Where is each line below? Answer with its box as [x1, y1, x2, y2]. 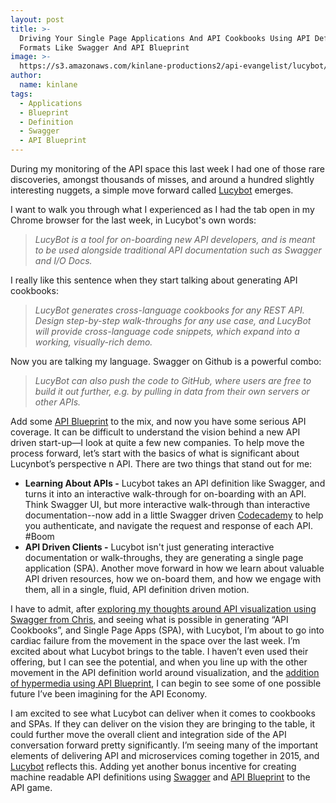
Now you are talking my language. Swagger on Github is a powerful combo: [10, 356, 322, 367]
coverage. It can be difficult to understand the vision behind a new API [10, 426, 301, 438]
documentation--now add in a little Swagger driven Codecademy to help [24, 509, 324, 521]
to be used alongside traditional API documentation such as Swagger [34, 244, 322, 256]
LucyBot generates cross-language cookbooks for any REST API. [34, 304, 305, 316]
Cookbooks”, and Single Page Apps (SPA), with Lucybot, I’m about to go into [10, 624, 325, 636]
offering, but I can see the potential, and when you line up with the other [10, 656, 308, 668]
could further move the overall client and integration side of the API [10, 729, 287, 740]
